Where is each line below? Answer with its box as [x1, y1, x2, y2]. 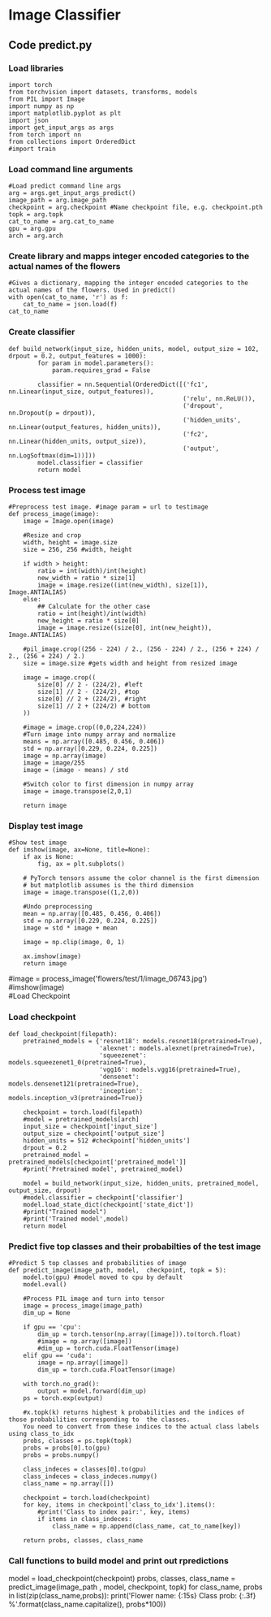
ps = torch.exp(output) [23, 1394, 104, 1402]
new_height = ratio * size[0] [37, 617, 140, 625]
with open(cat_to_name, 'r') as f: [8, 293, 129, 301]
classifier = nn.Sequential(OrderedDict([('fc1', [37, 380, 209, 388]
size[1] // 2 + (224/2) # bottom [37, 702, 151, 710]
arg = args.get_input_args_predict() [8, 189, 136, 197]
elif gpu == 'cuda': [23, 1351, 92, 1359]
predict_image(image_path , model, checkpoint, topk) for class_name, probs [8, 1582, 263, 1592]
